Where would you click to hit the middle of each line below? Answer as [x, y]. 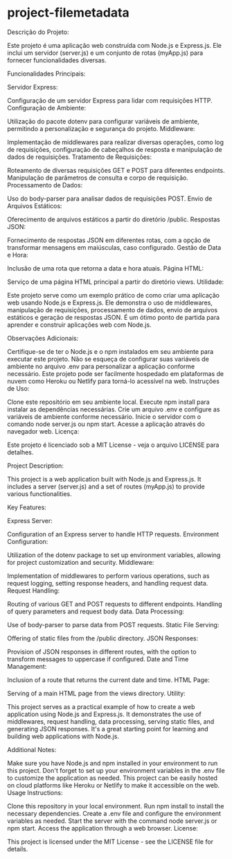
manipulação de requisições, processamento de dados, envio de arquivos [113, 309]
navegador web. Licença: [43, 431]
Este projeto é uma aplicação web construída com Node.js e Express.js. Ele [114, 45]
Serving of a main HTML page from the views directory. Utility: [96, 693]
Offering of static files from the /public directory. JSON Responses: [103, 638]
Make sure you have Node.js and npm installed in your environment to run [113, 763]
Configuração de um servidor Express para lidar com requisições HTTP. [110, 100]
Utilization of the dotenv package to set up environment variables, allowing [114, 555]
